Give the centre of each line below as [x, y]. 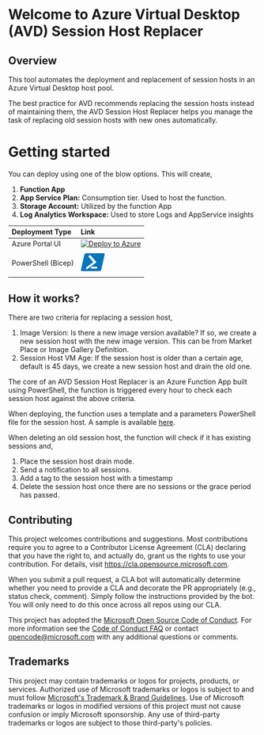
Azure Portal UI [36, 244]
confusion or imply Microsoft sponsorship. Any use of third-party [114, 714]
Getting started [59, 152]
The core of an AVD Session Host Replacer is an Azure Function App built [128, 382]
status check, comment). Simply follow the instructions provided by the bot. [132, 597]
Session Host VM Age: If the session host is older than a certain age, [131, 358]
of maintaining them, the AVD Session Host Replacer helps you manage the [130, 112]
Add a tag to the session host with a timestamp [96, 478]
